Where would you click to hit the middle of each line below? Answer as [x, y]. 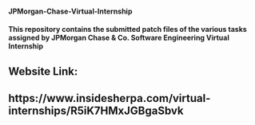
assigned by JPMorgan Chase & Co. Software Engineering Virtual [119, 38]
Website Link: [43, 71]
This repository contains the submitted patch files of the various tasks [128, 29]
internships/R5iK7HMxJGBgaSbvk [96, 110]
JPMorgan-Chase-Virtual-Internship [70, 11]
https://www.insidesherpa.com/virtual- [110, 98]
